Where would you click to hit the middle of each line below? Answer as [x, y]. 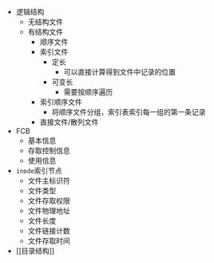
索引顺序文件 [61, 102]
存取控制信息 [49, 150]
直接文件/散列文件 [69, 122]
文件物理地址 [49, 210]
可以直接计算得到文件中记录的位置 [119, 72]
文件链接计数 [49, 231]
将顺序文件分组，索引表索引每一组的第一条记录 [129, 112]
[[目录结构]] [35, 251]
